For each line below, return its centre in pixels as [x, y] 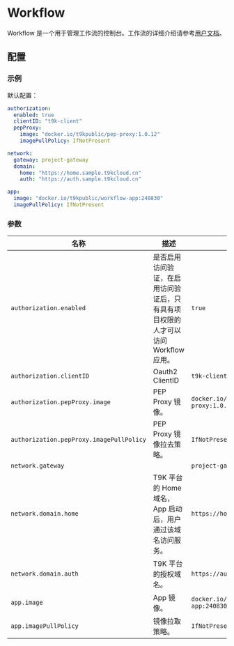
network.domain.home [45, 514]
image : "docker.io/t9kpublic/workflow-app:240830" [88, 199]
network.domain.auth [45, 574]
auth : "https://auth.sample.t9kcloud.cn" [80, 179]
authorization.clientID [50, 376]
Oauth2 [165, 372]
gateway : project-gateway [51, 160]
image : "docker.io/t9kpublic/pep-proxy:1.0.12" [90, 134]
